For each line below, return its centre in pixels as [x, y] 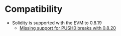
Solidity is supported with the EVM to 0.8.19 [57, 23]
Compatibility [34, 9]
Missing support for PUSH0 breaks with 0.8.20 [68, 28]
